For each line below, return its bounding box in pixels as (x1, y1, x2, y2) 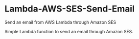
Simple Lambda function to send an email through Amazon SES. (4, 28, 133, 34)
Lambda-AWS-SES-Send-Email (4, 3, 135, 14)
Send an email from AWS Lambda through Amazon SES (4, 19, 116, 25)
